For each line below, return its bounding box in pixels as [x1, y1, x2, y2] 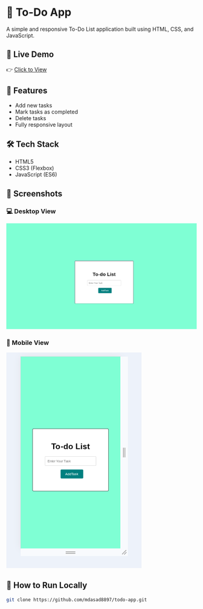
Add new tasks [14, 101, 53, 109]
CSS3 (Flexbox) [14, 164, 54, 172]
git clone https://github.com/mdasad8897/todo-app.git [6, 597, 147, 603]
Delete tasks [14, 114, 47, 121]
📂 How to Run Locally [6, 580, 88, 590]
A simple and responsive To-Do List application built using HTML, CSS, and [6, 25, 194, 33]
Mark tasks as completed [14, 108, 79, 115]
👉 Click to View [6, 66, 47, 73]
